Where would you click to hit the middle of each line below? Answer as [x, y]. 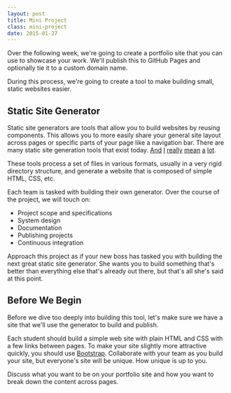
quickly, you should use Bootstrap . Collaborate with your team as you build [115, 353]
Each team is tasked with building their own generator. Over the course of [113, 192]
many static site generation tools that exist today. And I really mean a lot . [112, 150]
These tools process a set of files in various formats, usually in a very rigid [114, 164]
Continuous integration [50, 243]
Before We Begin [44, 300]
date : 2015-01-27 [33, 33]
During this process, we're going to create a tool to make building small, [111, 82]
